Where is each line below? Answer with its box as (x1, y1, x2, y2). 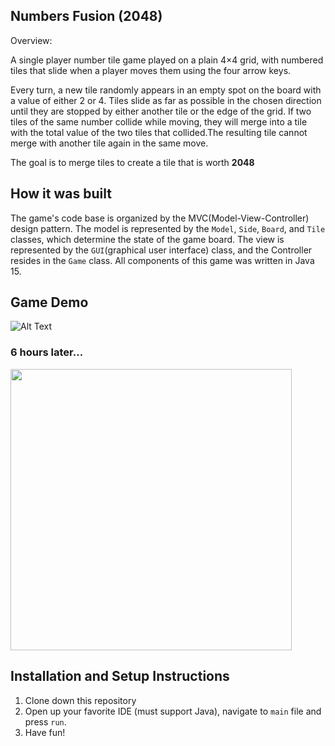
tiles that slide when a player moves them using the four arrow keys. (10, 64, 292, 76)
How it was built (10, 185, 112, 203)
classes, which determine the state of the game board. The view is (10, 233, 285, 245)
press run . (24, 715, 67, 728)
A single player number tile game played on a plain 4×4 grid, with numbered (10, 54, 324, 66)
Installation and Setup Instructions (10, 668, 230, 685)
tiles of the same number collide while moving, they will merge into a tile (10, 115, 308, 128)
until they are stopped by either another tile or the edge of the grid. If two (10, 105, 312, 117)
